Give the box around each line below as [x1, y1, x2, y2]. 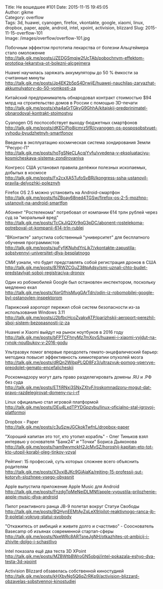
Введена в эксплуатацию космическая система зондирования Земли [5, 140, 151, 145]
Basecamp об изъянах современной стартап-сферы [5, 528, 114, 534]
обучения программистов [5, 240, 60, 245]
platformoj [5, 409, 26, 415]
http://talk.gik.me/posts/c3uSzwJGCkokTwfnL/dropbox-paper [5, 424, 130, 430]
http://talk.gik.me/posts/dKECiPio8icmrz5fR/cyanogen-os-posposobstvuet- [5, 125, 158, 131]
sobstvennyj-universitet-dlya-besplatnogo [5, 250, 90, 256]
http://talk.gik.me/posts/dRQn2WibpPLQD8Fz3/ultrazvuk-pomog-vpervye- [5, 360, 156, 365]
